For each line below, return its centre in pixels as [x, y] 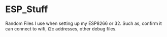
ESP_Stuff [27, 9]
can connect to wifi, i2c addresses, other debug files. [61, 28]
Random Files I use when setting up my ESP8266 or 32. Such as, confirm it [84, 23]
